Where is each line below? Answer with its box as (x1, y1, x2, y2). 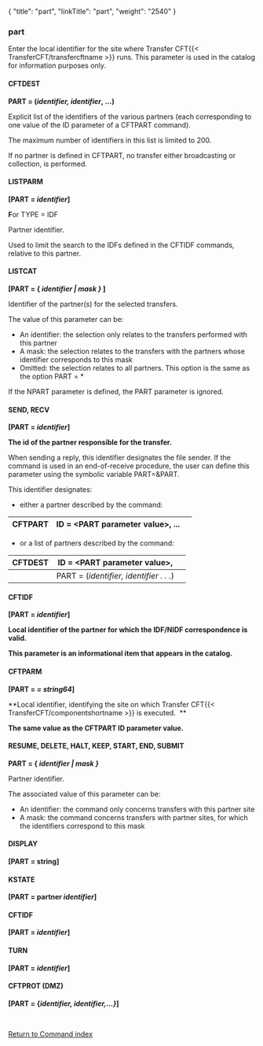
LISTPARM (8, 177, 43, 187)
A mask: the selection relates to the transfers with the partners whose (19, 346, 246, 356)
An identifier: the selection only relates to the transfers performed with (19, 330, 248, 339)
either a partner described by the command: (19, 500, 163, 510)
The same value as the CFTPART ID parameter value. (8, 723, 184, 733)
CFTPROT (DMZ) (8, 981, 64, 991)
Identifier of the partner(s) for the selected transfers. (8, 299, 178, 309)
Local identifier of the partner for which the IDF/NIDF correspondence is (8, 625, 248, 634)
